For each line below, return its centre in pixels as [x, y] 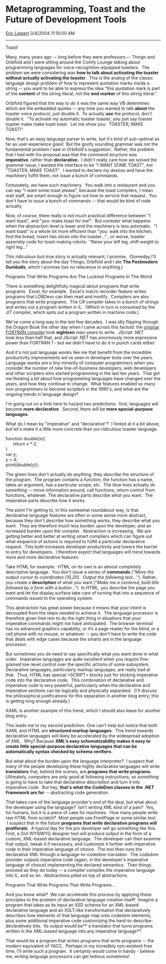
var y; [11, 454]
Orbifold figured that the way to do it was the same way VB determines [78, 103]
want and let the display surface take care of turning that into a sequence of [83, 593]
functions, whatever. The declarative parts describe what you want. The [79, 495]
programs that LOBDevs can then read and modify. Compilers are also [77, 296]
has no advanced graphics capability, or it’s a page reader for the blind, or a [83, 628]
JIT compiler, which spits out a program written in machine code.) [72, 312]
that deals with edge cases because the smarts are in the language [74, 639]
